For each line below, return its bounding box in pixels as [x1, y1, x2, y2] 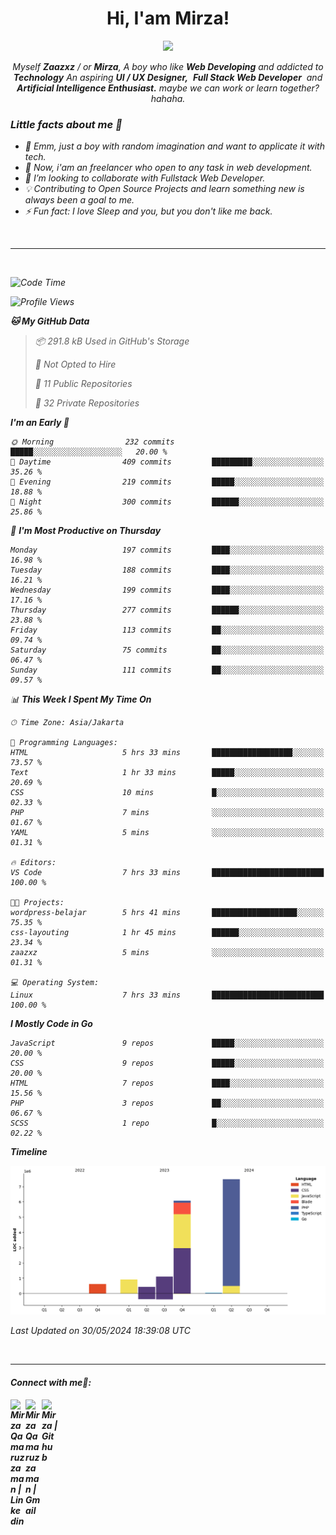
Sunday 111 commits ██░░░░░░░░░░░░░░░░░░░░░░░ [10, 665, 325, 676]
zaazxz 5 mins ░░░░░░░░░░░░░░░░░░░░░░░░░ [10, 948, 325, 958]
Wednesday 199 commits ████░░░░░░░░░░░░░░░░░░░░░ [10, 585, 325, 596]
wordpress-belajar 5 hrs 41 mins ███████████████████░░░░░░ [10, 908, 325, 918]
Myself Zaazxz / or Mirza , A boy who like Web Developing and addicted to [12, 60, 324, 72]
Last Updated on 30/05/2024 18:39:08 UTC [10, 1324, 191, 1336]
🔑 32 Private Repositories [34, 397, 140, 409]
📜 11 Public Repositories [34, 378, 133, 390]
